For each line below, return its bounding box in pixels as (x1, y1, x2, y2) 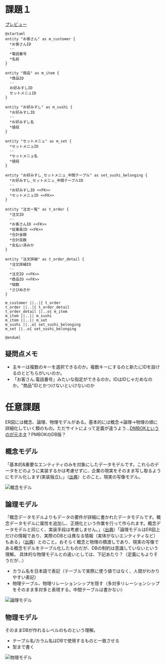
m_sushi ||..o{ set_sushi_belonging (5, 322, 81, 327)
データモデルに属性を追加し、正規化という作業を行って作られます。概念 (9, 520, 157, 526)
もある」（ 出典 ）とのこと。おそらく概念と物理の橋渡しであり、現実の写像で (5, 539, 159, 545)
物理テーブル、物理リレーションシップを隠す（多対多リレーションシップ (12, 580, 160, 587)
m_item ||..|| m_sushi (5, 313, 52, 318)
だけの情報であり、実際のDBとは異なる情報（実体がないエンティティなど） (5, 533, 158, 539)
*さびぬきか (9, 287, 31, 292)
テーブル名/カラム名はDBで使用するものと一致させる (12, 638, 120, 644)
